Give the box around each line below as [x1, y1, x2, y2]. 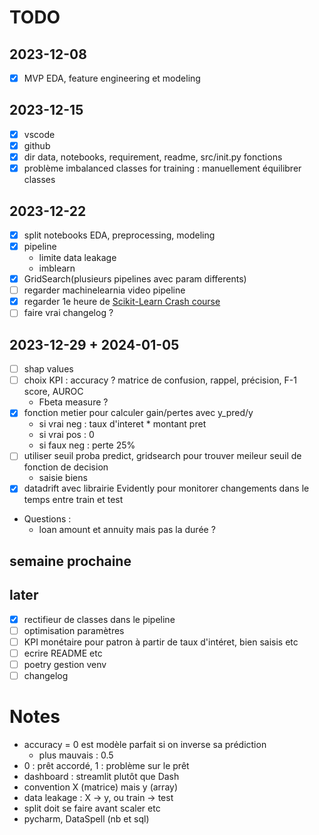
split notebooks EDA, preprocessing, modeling [23, 229, 216, 241]
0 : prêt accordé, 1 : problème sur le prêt [23, 759, 190, 771]
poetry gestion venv [23, 658, 107, 670]
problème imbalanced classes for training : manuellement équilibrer [23, 162, 302, 175]
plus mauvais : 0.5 [38, 749, 114, 761]
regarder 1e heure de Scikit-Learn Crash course [23, 296, 221, 308]
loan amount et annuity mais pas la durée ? [38, 524, 216, 536]
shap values [23, 363, 74, 375]
